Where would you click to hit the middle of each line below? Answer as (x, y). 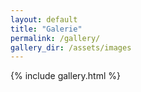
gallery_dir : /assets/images (71, 47)
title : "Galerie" (46, 29)
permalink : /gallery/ (55, 38)
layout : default (44, 19)
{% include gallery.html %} (65, 76)
